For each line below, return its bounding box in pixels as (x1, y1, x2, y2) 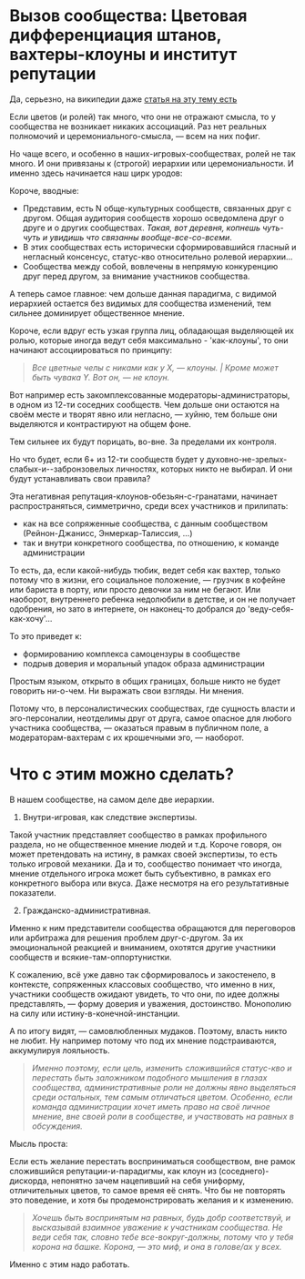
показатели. (9, 887, 56, 898)
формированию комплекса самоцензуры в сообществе (22, 648, 241, 659)
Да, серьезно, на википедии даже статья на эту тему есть (9, 93, 238, 105)
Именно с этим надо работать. (9, 1258, 130, 1270)
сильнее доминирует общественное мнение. (9, 307, 185, 319)
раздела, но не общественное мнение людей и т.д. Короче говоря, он (9, 838, 282, 849)
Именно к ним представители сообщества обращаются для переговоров (9, 922, 296, 933)
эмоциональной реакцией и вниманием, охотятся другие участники (9, 941, 276, 952)
